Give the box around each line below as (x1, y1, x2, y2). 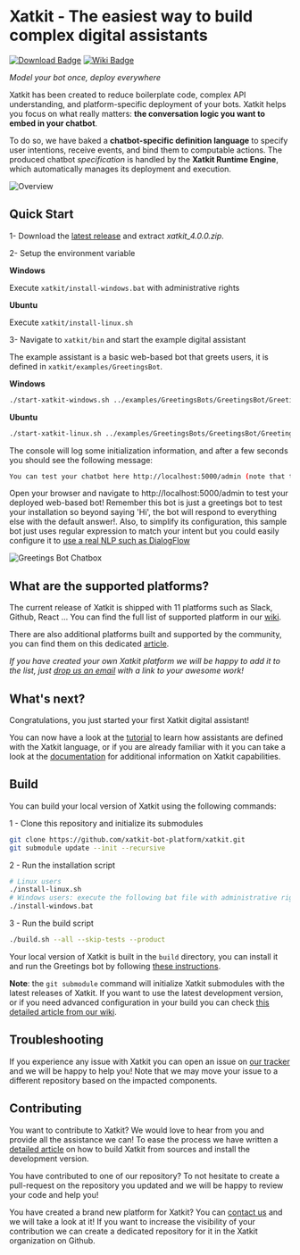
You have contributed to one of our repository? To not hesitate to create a (9, 1170, 279, 1181)
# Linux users (9, 877, 62, 885)
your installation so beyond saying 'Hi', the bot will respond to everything (9, 507, 277, 518)
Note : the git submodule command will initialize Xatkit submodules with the (9, 977, 286, 988)
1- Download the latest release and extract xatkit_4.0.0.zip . (9, 230, 225, 241)
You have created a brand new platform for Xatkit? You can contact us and (9, 1207, 283, 1218)
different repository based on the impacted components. (9, 1075, 218, 1085)
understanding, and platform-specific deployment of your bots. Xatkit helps (9, 98, 287, 109)
